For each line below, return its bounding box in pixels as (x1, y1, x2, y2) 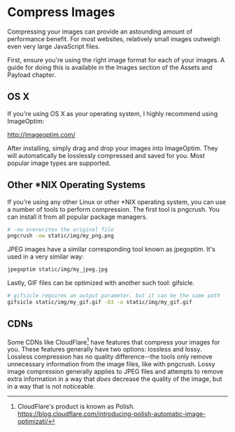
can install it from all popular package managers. (7, 213, 148, 221)
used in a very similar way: (7, 252, 84, 261)
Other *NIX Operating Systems (7, 179, 145, 191)
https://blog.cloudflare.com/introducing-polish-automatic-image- (17, 410, 206, 418)
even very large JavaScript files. (7, 42, 100, 50)
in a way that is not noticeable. (7, 382, 96, 391)
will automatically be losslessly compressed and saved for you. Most (7, 151, 205, 159)
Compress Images (7, 4, 115, 20)
